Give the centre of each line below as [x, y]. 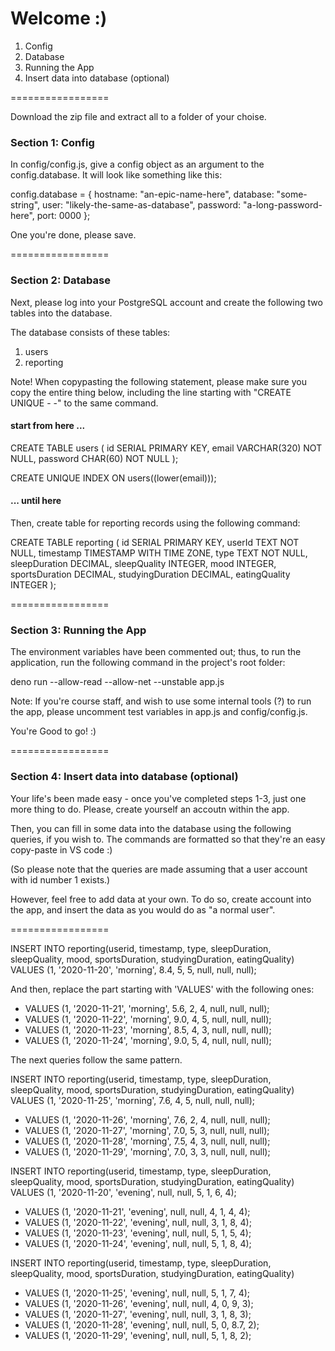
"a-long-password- [283, 205]
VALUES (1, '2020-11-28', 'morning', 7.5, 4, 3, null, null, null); [147, 1141]
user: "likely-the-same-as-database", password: [141, 205]
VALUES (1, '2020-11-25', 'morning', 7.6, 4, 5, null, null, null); [133, 1100]
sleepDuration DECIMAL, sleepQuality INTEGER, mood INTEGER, [143, 563]
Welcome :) [59, 18]
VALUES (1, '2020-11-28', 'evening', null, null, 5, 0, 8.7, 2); [142, 1324]
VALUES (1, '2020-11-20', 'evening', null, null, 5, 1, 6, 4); [123, 1192]
